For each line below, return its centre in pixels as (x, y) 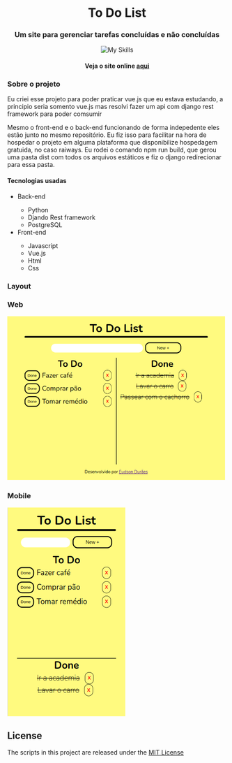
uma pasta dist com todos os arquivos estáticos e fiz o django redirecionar (114, 157)
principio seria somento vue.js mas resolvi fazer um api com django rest (110, 107)
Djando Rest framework (62, 217)
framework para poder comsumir (55, 114)
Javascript (43, 245)
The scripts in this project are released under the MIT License (96, 753)
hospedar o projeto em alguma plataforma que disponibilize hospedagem (113, 143)
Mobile (19, 496)
